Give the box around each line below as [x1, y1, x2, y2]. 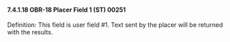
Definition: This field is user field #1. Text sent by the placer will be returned [7, 21, 224, 29]
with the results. [7, 28, 54, 36]
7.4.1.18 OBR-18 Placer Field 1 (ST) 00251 [7, 6, 126, 14]
